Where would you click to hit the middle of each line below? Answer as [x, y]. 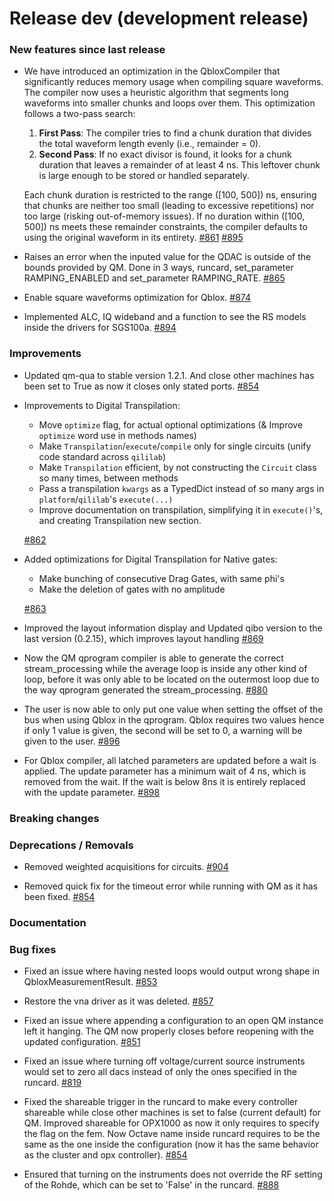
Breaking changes [54, 818]
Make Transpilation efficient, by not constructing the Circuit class [177, 467]
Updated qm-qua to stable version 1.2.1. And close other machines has [169, 375]
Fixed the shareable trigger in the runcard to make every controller [161, 1102]
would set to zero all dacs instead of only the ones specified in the [160, 1072]
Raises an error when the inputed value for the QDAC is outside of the [167, 257]
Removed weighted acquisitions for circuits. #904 [126, 866]
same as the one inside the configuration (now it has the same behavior [171, 1144]
